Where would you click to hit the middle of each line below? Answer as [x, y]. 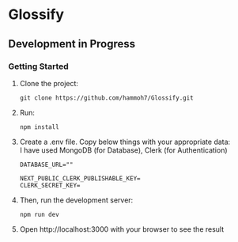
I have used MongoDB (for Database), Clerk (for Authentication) [123, 150]
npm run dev [39, 214]
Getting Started [38, 66]
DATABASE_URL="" [46, 164]
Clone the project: [49, 83]
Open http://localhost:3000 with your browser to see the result [122, 229]
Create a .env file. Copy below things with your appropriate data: [125, 142]
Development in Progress [72, 44]
